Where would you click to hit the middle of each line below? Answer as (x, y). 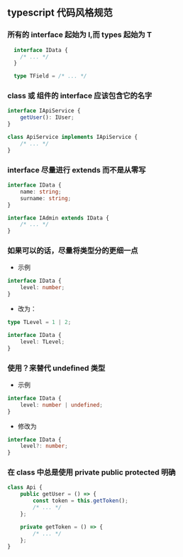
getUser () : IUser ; (47, 118)
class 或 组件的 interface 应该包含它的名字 (80, 96)
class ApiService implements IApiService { (73, 137)
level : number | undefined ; (61, 405)
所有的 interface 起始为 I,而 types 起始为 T (80, 35)
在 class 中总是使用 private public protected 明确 (91, 472)
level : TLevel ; (43, 342)
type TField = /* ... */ (50, 76)
